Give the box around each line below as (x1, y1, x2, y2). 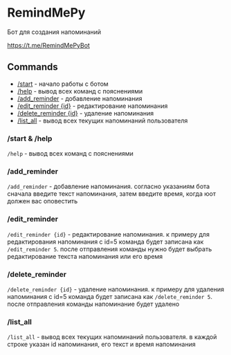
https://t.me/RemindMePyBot (7, 41, 90, 49)
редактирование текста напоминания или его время (7, 252, 163, 260)
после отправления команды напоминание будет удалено (7, 300, 180, 308)
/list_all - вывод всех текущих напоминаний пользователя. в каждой (7, 333, 217, 341)
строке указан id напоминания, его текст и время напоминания (7, 340, 196, 349)
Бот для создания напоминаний (7, 28, 102, 36)
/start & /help (7, 134, 53, 143)
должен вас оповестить (7, 197, 78, 206)
